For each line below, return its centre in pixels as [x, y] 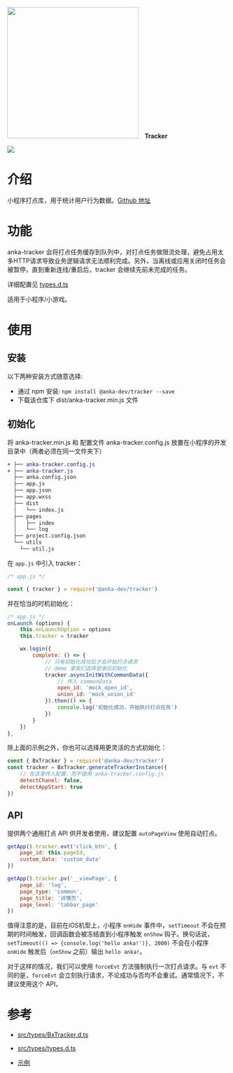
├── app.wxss [33, 497]
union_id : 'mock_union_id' [97, 694]
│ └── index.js [39, 510]
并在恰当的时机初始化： [41, 603]
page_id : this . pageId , [53, 853]
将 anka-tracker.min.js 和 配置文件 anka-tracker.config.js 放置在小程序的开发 [117, 442]
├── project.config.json [50, 536]
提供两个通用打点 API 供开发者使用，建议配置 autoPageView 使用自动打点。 [114, 833]
